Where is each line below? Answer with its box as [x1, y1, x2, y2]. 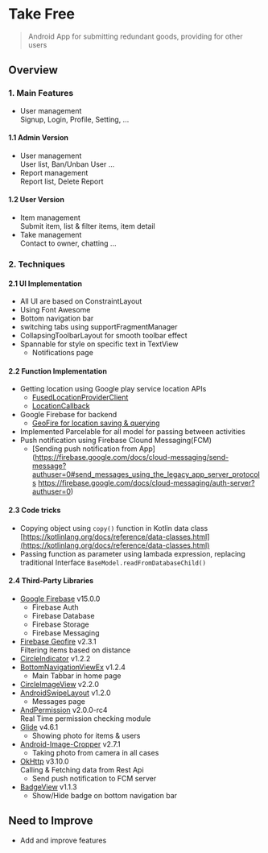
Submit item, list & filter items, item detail [19, 222, 155, 231]
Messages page [31, 696, 86, 706]
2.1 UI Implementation [8, 279, 83, 288]
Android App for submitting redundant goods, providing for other [27, 31, 243, 41]
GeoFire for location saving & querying [31, 418, 160, 428]
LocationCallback [31, 401, 90, 411]
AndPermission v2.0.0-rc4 [19, 705, 108, 714]
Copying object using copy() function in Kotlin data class [19, 523, 208, 532]
